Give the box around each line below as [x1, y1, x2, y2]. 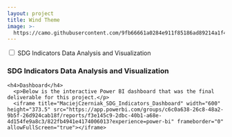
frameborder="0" [177, 118, 224, 125]
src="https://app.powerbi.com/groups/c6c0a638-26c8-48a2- [53, 106, 224, 113]
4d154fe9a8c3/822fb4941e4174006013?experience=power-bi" [7, 118, 175, 125]
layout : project [7, 10, 54, 17]
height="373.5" [7, 106, 51, 113]
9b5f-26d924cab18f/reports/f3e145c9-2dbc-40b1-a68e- [7, 112, 162, 119]
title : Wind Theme [7, 17, 60, 23]
